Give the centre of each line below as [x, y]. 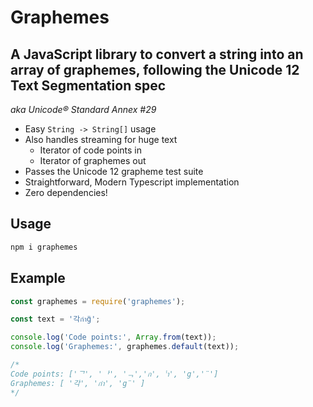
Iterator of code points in [90, 150]
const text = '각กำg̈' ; [55, 319]
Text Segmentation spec [88, 85]
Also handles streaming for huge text [101, 139]
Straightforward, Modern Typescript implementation [132, 182]
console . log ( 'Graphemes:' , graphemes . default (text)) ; [125, 347]
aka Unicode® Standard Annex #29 [83, 109]
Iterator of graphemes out [93, 160]
